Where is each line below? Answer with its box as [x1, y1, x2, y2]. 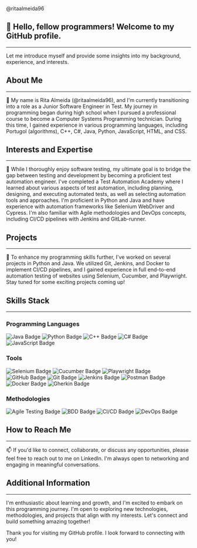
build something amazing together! [6, 517, 91, 525]
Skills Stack [6, 296, 50, 306]
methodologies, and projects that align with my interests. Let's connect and [6, 512, 188, 519]
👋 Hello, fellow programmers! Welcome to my [6, 22, 175, 32]
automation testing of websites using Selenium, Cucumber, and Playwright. [6, 272, 188, 279]
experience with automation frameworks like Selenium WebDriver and [6, 203, 175, 210]
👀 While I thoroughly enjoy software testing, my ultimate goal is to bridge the [6, 165, 191, 172]
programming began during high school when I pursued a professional [6, 109, 176, 116]
